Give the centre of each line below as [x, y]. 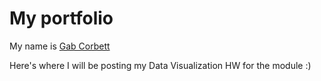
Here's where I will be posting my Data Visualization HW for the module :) [160, 65]
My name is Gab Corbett [60, 46]
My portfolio [61, 18]
